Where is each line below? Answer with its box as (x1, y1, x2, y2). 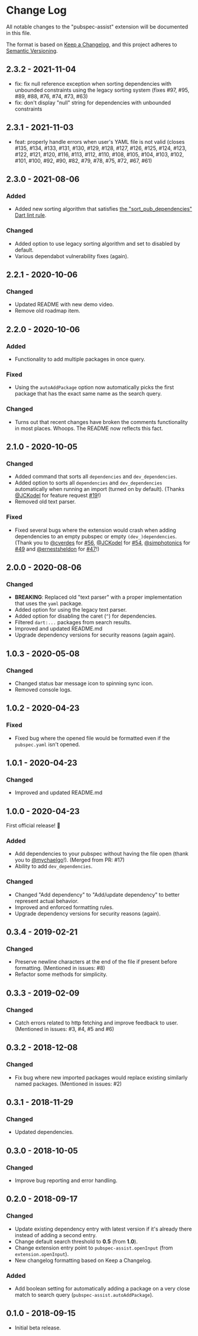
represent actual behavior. (14, 897, 79, 904)
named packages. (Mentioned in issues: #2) (14, 1080, 122, 1087)
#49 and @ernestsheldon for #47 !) (14, 545, 100, 553)
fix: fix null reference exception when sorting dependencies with (14, 80, 172, 87)
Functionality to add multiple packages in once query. (14, 355, 146, 362)
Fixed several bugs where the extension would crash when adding (14, 526, 176, 534)
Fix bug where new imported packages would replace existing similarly (14, 1074, 188, 1081)
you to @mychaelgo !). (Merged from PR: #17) (14, 856, 125, 863)
